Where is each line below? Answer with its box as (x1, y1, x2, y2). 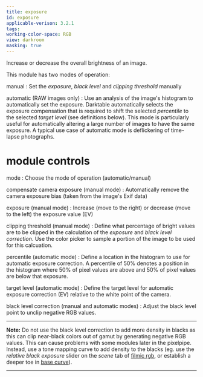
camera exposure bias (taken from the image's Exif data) (6, 192, 148, 200)
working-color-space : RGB (6, 31, 71, 38)
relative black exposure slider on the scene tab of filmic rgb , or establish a (6, 352, 192, 359)
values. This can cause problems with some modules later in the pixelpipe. (6, 339, 192, 346)
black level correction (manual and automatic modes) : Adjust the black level (6, 302, 196, 309)
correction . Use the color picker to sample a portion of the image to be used (6, 235, 196, 242)
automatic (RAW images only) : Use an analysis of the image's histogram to (6, 94, 193, 102)
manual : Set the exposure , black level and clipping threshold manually (6, 82, 182, 90)
